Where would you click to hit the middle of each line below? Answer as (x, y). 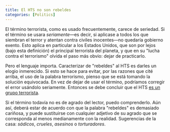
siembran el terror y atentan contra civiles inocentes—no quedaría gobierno (84, 40)
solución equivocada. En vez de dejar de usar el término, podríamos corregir (85, 82)
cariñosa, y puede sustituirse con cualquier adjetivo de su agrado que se (81, 113)
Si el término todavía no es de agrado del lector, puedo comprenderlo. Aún (83, 102)
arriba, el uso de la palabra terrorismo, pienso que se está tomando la (78, 76)
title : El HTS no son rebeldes (38, 10)
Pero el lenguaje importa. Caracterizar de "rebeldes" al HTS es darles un (81, 66)
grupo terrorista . (22, 93)
